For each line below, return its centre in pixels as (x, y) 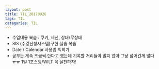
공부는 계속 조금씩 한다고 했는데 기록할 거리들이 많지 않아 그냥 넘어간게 (79, 56)
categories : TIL (21, 23)
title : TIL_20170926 (26, 14)
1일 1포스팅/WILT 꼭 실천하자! (49, 62)
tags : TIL (15, 18)
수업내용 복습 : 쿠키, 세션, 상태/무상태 (47, 37)
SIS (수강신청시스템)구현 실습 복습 (44, 44)
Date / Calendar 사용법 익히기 (41, 50)
